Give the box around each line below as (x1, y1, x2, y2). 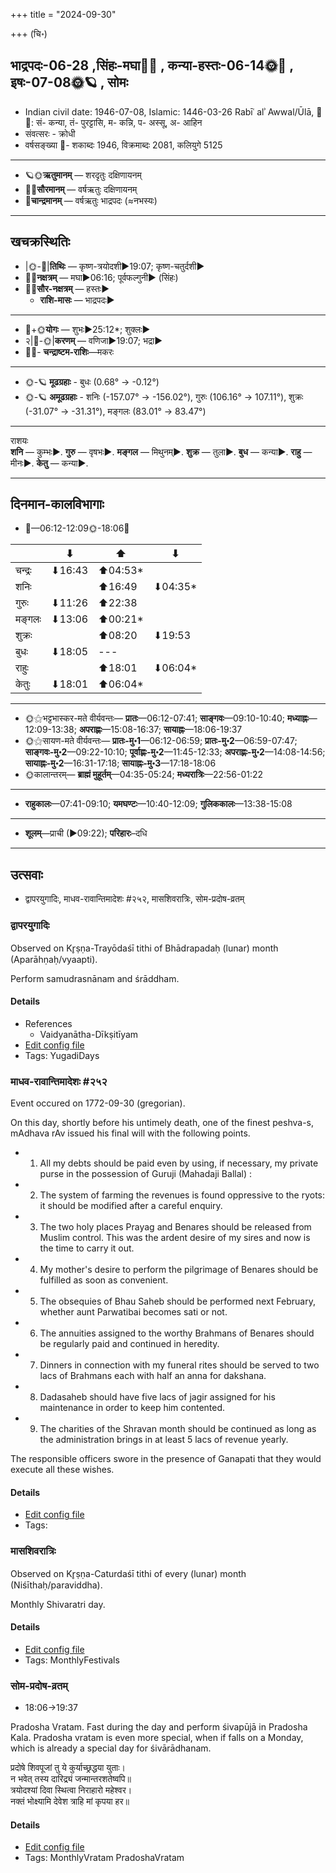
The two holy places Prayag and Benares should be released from (39, 1221, 312, 1233)
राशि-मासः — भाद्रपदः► (39, 294, 115, 306)
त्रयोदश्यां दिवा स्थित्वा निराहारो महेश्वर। (10, 1784, 133, 1796)
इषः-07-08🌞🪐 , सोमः (10, 74, 129, 91)
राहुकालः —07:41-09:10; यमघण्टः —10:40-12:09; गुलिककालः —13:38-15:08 (24, 798, 293, 810)
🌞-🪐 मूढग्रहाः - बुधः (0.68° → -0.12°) (24, 375, 160, 388)
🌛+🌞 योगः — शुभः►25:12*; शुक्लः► (24, 323, 151, 335)
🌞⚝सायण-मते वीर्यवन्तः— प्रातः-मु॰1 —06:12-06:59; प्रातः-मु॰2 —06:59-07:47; (24, 735, 298, 747)
